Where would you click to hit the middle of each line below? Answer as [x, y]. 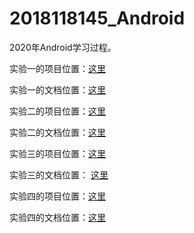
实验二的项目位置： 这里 [57, 111]
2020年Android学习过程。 [63, 47]
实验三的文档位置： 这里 [59, 174]
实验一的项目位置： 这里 [57, 68]
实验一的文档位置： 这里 [57, 89]
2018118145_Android [97, 18]
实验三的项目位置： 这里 [57, 153]
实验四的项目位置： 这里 [57, 196]
